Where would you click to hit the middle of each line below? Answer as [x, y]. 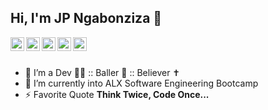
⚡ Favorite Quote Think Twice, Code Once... [117, 94]
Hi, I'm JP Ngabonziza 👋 [86, 18]
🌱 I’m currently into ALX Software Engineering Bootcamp [141, 83]
